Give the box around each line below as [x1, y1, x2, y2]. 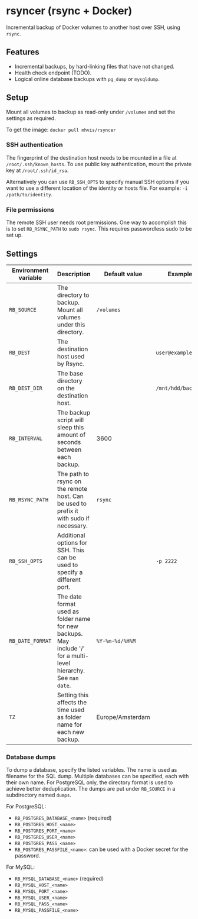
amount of [57, 431, 86, 439]
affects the [57, 698, 87, 706]
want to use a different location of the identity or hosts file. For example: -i [6, 185, 188, 192]
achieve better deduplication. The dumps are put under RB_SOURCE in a [6, 785, 176, 792]
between [57, 445, 82, 454]
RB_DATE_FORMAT [9, 638, 52, 644]
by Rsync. [57, 360, 84, 368]
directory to [57, 291, 90, 299]
